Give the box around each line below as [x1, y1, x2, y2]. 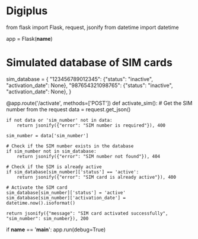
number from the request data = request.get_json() [6, 105, 131, 113]
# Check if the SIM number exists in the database [6, 143, 134, 149]
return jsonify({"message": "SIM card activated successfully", [6, 210, 168, 217]
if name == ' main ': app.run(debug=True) [6, 226, 106, 233]
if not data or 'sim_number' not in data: [6, 117, 113, 123]
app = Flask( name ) [6, 35, 53, 42]
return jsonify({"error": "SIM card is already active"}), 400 [17, 174, 177, 180]
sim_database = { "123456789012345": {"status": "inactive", [6, 75, 153, 82]
